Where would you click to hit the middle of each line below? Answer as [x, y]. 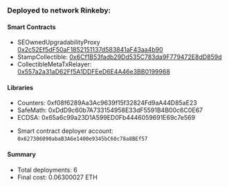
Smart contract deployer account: [65, 131]
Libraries [20, 87]
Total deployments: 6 [47, 170]
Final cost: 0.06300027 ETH [57, 177]
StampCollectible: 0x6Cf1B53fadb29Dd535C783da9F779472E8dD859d [120, 57]
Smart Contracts [32, 27]
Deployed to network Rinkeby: [59, 10]
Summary [21, 154]
